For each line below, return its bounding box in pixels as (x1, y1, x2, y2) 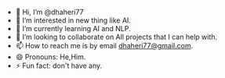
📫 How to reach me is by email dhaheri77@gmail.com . (15, 41, 194, 50)
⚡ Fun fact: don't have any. (15, 61, 103, 70)
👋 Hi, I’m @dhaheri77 (15, 8, 84, 16)
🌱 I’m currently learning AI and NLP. (15, 24, 131, 33)
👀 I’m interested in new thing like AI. (15, 16, 132, 25)
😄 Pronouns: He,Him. (15, 52, 86, 62)
